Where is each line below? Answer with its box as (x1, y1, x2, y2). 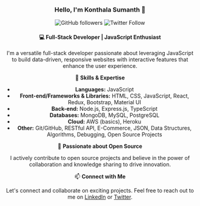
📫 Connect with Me (74, 173, 126, 180)
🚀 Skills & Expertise (75, 74, 125, 81)
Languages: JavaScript (75, 85, 135, 93)
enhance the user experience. (62, 62, 138, 69)
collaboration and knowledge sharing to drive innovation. (28, 161, 172, 168)
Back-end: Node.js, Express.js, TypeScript (52, 105, 158, 112)
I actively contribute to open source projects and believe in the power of (10, 154, 190, 161)
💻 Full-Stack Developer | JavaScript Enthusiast (39, 33, 161, 41)
